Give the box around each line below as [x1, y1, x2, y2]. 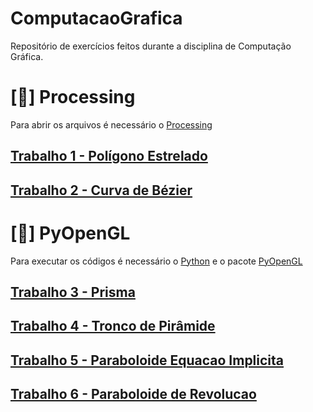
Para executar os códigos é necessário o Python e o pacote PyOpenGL [10, 255, 303, 267]
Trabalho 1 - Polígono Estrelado [10, 148, 208, 165]
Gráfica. [10, 50, 44, 62]
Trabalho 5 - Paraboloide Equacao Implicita [10, 352, 285, 369]
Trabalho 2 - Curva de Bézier [10, 182, 193, 199]
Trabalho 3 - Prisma [10, 283, 136, 301]
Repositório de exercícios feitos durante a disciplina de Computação [10, 40, 292, 52]
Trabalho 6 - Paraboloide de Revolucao [10, 386, 257, 403]
